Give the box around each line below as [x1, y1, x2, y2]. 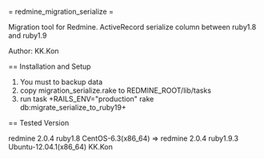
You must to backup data [19, 78, 103, 86]
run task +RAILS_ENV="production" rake [19, 94, 154, 103]
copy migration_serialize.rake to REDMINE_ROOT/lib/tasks [19, 85, 212, 95]
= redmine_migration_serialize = [8, 7, 114, 16]
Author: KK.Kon [8, 46, 59, 55]
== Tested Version [8, 118, 70, 127]
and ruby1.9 [8, 31, 47, 40]
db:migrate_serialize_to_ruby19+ [19, 103, 126, 112]
